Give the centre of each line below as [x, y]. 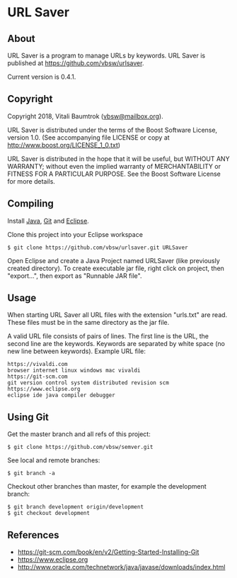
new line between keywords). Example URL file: [77, 351]
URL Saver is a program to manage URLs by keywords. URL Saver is [106, 55]
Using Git [28, 417]
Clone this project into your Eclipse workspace [75, 234]
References [33, 535]
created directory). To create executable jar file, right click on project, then [116, 268]
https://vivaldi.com [38, 365]
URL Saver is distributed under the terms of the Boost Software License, [112, 130]
